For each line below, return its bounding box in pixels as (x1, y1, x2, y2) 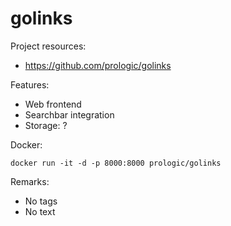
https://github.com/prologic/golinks (24, 59, 172, 71)
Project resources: (10, 40, 87, 52)
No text (24, 205, 56, 217)
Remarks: (10, 175, 50, 187)
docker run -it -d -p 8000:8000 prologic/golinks (10, 158, 222, 168)
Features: (10, 78, 50, 91)
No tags (24, 195, 58, 207)
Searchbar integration (24, 108, 115, 121)
